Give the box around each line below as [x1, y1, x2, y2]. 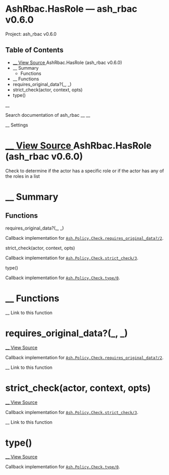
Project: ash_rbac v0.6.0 [5, 31, 57, 37]
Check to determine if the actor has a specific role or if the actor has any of [5, 168, 164, 174]
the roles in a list [5, 173, 40, 179]
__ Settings [5, 121, 28, 128]
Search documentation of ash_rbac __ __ [5, 112, 91, 118]
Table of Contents [5, 46, 64, 54]
